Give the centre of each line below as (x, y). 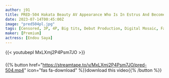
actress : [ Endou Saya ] (29, 38)
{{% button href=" (24, 65)
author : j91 (18, 10)
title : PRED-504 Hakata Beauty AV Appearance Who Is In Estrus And (77, 15)
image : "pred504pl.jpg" (30, 24)
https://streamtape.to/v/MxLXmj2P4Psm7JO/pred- (95, 65)
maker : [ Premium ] (23, 33)
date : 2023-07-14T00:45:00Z (35, 19)
